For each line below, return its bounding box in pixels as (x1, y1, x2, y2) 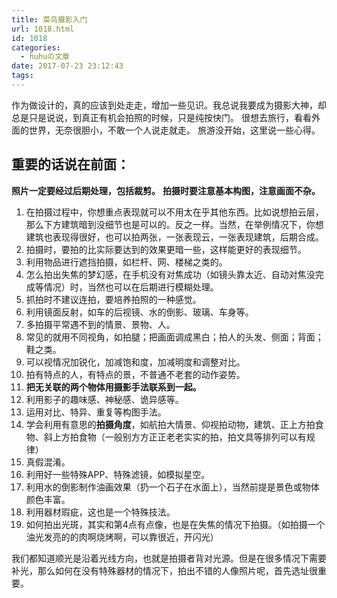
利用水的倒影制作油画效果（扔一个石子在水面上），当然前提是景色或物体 (25, 481, 320, 493)
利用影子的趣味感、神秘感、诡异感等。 (25, 393, 184, 405)
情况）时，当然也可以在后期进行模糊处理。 (43, 281, 219, 293)
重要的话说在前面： (11, 156, 130, 173)
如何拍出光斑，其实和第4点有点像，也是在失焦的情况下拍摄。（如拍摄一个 (25, 518, 326, 530)
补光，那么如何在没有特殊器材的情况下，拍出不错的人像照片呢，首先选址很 (11, 564, 318, 576)
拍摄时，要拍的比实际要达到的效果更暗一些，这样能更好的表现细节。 (25, 243, 307, 255)
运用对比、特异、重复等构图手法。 (25, 406, 167, 418)
